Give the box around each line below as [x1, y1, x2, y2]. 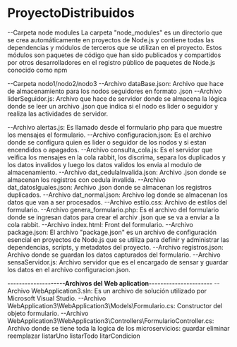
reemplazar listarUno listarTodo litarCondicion [7, 331, 141, 340]
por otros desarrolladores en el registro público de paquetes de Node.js [7, 58, 216, 66]
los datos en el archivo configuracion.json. [7, 265, 130, 274]
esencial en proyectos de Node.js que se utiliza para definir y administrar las [7, 235, 230, 244]
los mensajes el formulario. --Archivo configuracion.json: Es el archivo [7, 130, 212, 139]
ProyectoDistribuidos [7, 5, 135, 21]
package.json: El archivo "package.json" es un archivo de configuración [7, 228, 217, 236]
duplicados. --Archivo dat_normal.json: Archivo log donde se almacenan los [7, 190, 228, 199]
